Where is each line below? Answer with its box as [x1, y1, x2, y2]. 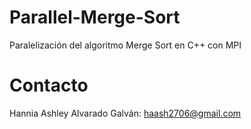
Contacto [9, 74, 89, 97]
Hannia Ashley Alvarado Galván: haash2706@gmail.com [9, 107, 242, 119]
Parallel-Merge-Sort [9, 6, 181, 29]
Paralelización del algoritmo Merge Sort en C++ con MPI [9, 39, 242, 51]
